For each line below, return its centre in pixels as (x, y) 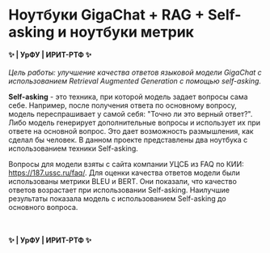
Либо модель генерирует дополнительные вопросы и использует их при (135, 122)
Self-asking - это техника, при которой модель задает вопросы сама (128, 96)
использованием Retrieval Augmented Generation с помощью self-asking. (135, 81)
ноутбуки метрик (132, 32)
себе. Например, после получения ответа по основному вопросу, (122, 105)
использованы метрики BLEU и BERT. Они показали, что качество (122, 181)
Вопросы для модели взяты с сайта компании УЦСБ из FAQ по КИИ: (126, 164)
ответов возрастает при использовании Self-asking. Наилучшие (119, 190)
